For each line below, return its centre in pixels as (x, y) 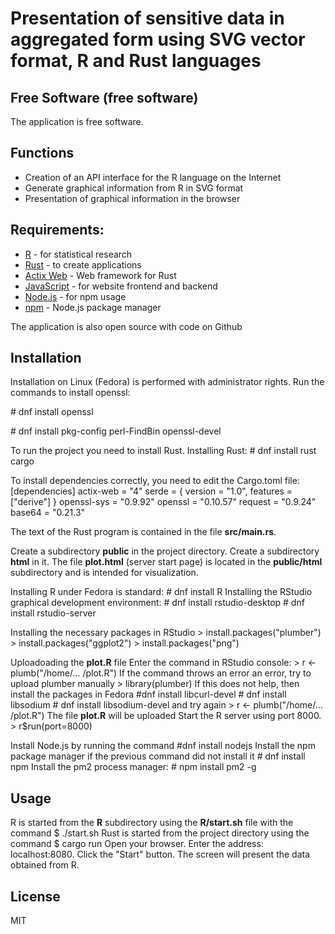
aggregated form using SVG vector (158, 39)
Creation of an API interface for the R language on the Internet (153, 177)
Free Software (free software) (104, 97)
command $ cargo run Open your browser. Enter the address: (137, 844)
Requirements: (57, 230)
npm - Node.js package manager (93, 307)
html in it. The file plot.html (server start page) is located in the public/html (166, 562)
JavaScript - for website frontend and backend (121, 286)
